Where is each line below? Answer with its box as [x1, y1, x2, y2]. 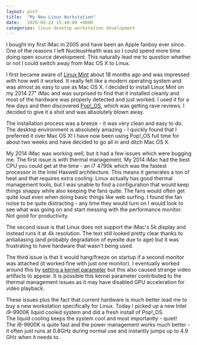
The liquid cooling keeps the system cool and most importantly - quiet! [6, 315, 178, 322]
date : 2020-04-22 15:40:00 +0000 [6, 19, 94, 25]
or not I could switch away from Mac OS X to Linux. [6, 60, 131, 67]
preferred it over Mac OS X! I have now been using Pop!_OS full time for [6, 133, 179, 140]
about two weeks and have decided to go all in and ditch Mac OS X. [6, 138, 170, 146]
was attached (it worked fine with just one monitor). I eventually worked [6, 260, 180, 267]
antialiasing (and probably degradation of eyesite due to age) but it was [6, 236, 179, 243]
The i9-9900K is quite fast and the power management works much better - [6, 321, 191, 329]
